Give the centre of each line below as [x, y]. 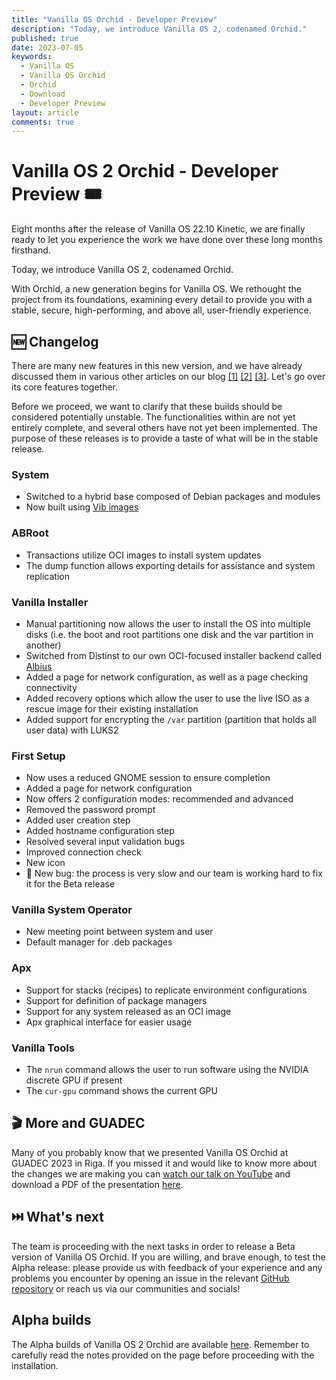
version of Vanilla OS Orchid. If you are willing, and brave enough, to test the [168, 1257]
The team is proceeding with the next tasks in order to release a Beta [153, 1246]
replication [47, 576]
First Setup [38, 756]
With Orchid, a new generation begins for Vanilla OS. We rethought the [156, 289]
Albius [39, 666]
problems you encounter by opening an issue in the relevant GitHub [150, 1278]
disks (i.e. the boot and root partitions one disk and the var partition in [169, 634]
